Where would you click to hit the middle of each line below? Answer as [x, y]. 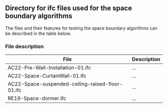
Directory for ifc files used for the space [69, 8]
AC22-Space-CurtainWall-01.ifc [47, 76]
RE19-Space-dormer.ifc [37, 98]
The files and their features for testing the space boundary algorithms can [81, 28]
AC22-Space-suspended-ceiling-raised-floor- [65, 84]
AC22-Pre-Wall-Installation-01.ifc [49, 68]
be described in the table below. [38, 33]
